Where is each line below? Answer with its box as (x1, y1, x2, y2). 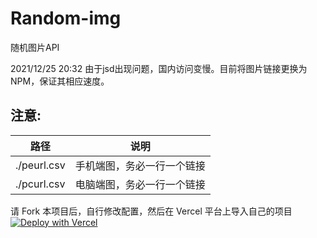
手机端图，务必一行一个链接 (74, 158, 206, 172)
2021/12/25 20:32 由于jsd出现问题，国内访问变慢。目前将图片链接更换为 (10, 62, 308, 74)
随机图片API (10, 41, 60, 53)
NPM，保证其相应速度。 (10, 75, 110, 87)
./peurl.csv (15, 158, 66, 172)
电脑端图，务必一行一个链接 (74, 177, 206, 191)
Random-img (10, 7, 122, 30)
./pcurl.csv (15, 177, 66, 191)
